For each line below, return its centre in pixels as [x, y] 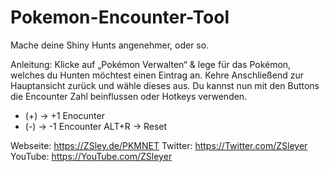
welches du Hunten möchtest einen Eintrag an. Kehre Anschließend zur [157, 75]
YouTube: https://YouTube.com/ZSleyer [91, 156]
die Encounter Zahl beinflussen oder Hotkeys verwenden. [129, 96]
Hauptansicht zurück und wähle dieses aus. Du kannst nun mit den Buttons [165, 85]
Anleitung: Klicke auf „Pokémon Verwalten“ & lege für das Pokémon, [151, 64]
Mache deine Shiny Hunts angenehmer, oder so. [110, 45]
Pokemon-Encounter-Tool [120, 17]
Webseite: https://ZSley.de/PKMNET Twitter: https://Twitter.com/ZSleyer [159, 145]
